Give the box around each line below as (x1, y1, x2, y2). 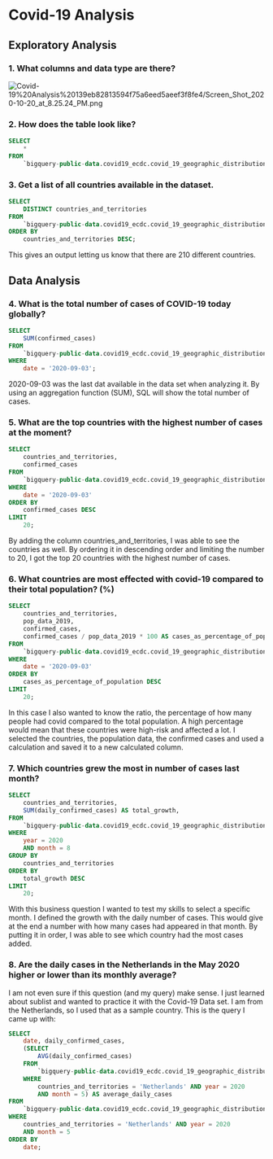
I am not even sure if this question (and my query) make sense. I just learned (8, 987, 265, 998)
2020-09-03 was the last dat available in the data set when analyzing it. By (8, 379, 260, 389)
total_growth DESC (23, 874, 85, 882)
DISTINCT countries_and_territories (23, 205, 148, 213)
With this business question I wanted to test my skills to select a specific (8, 904, 250, 914)
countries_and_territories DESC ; (23, 235, 136, 243)
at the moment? (8, 427, 72, 439)
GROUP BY (8, 852, 38, 860)
